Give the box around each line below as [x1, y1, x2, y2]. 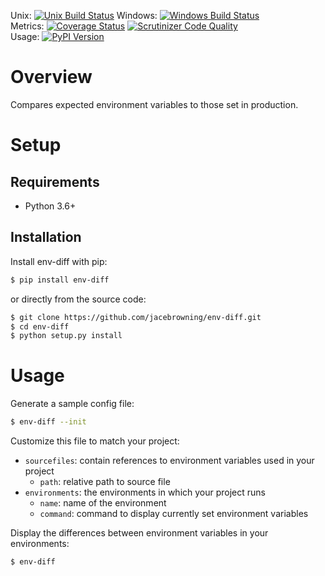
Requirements [10, 173, 100, 190]
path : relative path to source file [39, 476, 171, 488]
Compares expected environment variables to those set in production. [10, 98, 299, 110]
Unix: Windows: [10, 10, 158, 21]
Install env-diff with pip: [10, 255, 108, 267]
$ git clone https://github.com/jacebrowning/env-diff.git [10, 312, 262, 322]
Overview [10, 66, 93, 89]
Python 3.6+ [24, 200, 77, 212]
